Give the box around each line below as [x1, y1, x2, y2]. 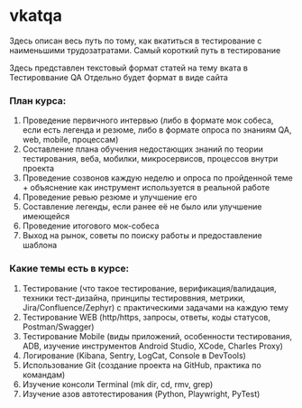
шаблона [22, 240, 58, 251]
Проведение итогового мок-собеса [22, 220, 160, 231]
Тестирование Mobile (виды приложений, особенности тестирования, [22, 330, 293, 341]
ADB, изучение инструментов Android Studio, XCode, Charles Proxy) [22, 340, 284, 351]
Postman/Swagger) [22, 321, 95, 332]
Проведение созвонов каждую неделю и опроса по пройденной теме [22, 172, 293, 183]
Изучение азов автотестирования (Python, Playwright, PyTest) [22, 388, 261, 399]
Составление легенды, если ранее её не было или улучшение [22, 201, 262, 212]
